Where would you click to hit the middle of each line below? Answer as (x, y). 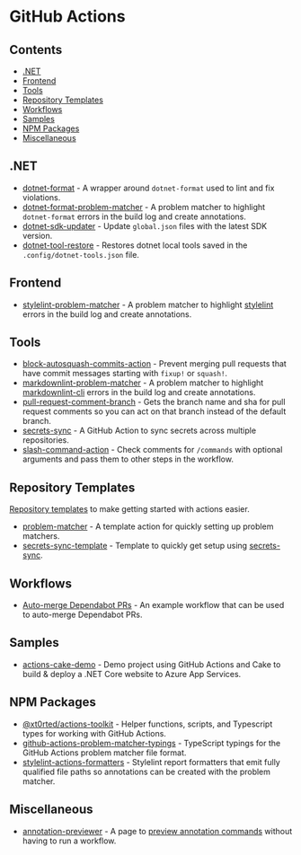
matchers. (41, 536)
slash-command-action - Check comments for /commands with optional (152, 450)
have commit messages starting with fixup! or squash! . (124, 374)
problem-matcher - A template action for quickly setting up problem (148, 526)
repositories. (45, 440)
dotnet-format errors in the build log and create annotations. (134, 216)
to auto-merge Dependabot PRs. (82, 615)
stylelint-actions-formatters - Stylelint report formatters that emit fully (151, 762)
